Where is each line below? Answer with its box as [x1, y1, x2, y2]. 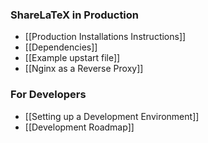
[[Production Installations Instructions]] [24, 31, 187, 43]
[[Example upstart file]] [24, 52, 121, 64]
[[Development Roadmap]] [24, 121, 135, 133]
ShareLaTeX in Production [10, 8, 140, 22]
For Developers [10, 88, 87, 102]
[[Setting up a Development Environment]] [24, 110, 200, 122]
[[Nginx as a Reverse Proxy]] [24, 63, 144, 75]
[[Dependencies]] [24, 41, 98, 53]
